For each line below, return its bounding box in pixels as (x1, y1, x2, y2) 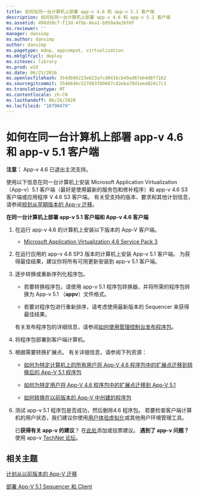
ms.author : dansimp (6, 36, 55, 42)
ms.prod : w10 (6, 64, 39, 70)
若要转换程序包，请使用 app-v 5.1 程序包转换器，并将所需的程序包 (23, 283, 185, 291)
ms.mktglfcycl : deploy (6, 53, 63, 59)
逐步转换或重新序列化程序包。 (14, 270, 88, 277)
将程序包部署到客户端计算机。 (14, 336, 88, 343)
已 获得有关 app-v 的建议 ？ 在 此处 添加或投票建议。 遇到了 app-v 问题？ (14, 427, 189, 434)
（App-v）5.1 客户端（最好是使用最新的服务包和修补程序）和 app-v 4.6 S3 (6, 186, 188, 194)
